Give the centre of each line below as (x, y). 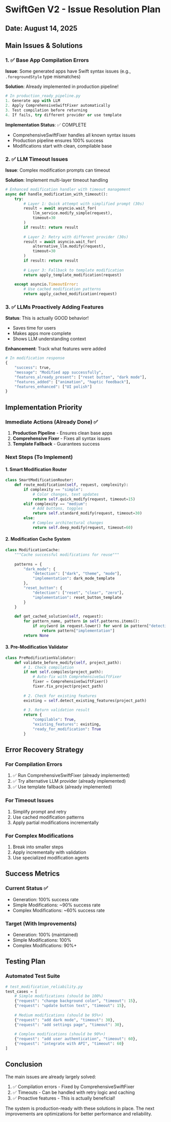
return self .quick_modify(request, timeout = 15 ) (84, 499)
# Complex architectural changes (68, 523)
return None (36, 635)
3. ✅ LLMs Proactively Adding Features (54, 307)
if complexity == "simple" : (53, 489)
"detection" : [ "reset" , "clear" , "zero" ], (78, 593)
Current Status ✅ (27, 889)
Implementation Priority (44, 407)
